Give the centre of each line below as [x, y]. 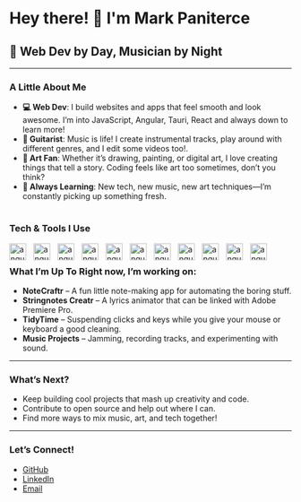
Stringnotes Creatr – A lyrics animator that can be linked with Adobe [149, 300]
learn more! [43, 130]
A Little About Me [48, 87]
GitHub [35, 469]
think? [34, 177]
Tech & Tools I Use [50, 229]
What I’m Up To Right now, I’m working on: [103, 271]
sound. [35, 348]
